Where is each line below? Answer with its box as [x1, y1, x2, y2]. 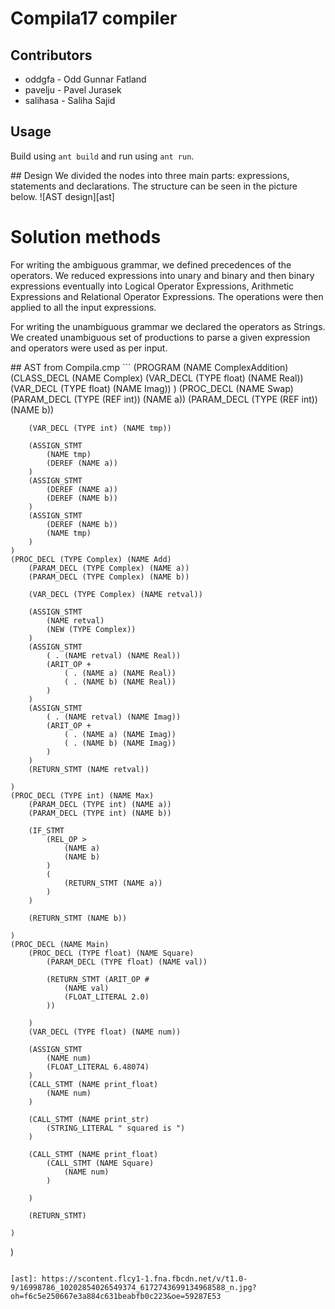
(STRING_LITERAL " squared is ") [46, 1123, 186, 1133]
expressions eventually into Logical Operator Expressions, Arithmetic [10, 280, 295, 292]
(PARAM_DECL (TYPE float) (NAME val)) [46, 957, 208, 967]
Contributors [10, 47, 93, 64]
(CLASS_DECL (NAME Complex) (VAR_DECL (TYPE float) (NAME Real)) [10, 372, 304, 384]
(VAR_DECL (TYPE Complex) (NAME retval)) [28, 589, 203, 599]
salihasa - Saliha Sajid [24, 95, 116, 106]
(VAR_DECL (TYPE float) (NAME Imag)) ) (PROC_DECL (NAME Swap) [10, 382, 294, 394]
